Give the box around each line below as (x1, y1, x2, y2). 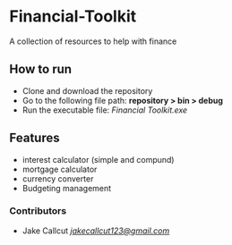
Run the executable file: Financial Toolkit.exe (21, 105, 188, 115)
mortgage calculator (21, 164, 98, 174)
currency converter (21, 173, 94, 184)
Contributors (9, 205, 67, 217)
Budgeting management (21, 182, 112, 193)
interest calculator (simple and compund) (21, 154, 175, 165)
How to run (9, 62, 73, 77)
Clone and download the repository (21, 85, 153, 96)
